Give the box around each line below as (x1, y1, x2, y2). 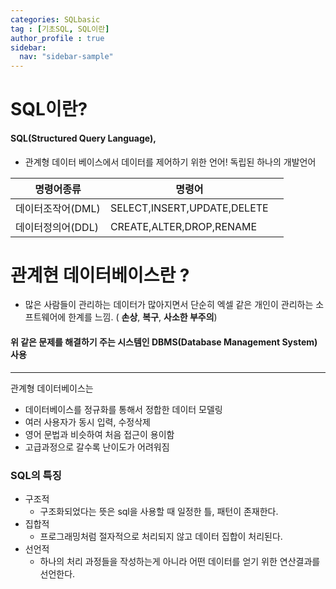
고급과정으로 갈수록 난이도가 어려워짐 (24, 441, 170, 453)
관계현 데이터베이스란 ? (10, 264, 190, 286)
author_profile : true (10, 33, 105, 43)
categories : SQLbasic (10, 14, 101, 25)
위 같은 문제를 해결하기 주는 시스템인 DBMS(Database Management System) (10, 336, 318, 348)
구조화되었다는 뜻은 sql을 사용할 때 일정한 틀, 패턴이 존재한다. (39, 505, 279, 517)
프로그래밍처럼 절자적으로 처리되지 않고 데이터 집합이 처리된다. (39, 530, 283, 542)
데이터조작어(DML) (15, 201, 101, 215)
